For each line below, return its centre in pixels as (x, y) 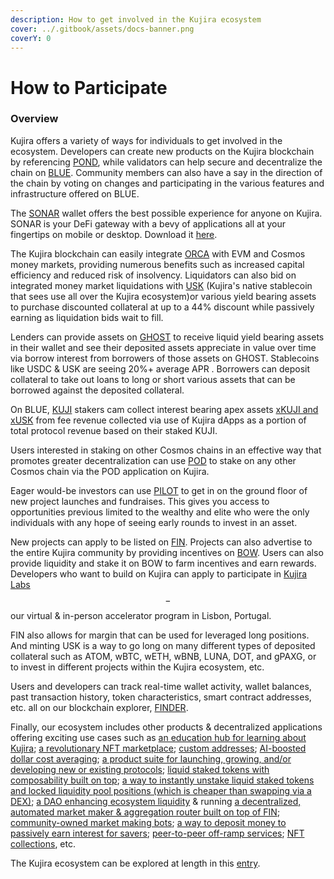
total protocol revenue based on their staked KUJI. (114, 430)
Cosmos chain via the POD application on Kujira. (110, 471)
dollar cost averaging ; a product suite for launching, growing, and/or (151, 758)
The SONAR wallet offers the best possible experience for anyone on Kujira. (166, 213)
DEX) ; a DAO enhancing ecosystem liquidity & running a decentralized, (156, 801)
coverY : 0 (31, 38)
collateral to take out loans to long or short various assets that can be (153, 379)
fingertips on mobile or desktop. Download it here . (114, 234)
